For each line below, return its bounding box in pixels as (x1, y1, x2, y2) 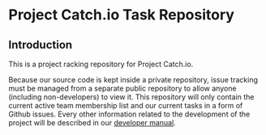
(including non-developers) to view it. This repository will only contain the (8, 92, 255, 102)
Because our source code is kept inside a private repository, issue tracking (8, 75, 258, 84)
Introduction (8, 38, 73, 52)
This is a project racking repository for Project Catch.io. (8, 59, 194, 69)
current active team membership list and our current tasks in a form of (8, 101, 243, 110)
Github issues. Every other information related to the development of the (8, 109, 251, 119)
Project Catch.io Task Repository (8, 6, 235, 24)
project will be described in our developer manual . (8, 118, 176, 127)
